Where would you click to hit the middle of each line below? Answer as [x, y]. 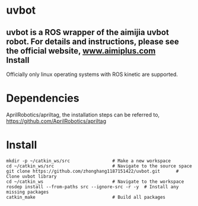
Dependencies [43, 98]
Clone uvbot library [32, 176]
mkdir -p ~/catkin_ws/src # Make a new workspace [88, 161]
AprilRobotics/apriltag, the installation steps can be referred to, [83, 115]
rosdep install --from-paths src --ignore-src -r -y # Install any [92, 187]
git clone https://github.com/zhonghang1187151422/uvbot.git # [92, 171]
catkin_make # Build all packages [86, 197]
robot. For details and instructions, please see [93, 41]
